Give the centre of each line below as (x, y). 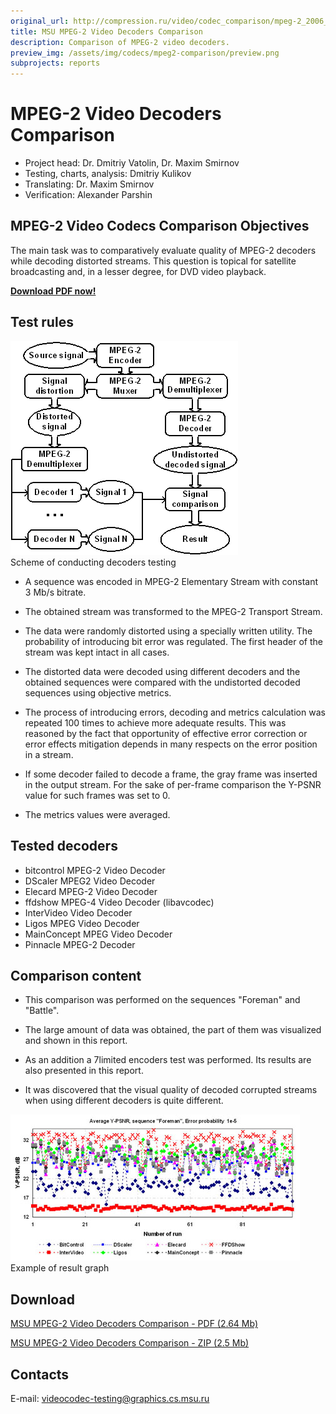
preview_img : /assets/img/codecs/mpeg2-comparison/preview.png (145, 53)
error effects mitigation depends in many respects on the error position (171, 744)
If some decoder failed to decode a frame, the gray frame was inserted (171, 774)
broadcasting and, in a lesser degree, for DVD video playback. (138, 271)
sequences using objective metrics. (98, 692)
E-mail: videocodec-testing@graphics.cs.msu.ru (110, 1398)
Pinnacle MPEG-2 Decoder (80, 944)
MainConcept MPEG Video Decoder (98, 934)
